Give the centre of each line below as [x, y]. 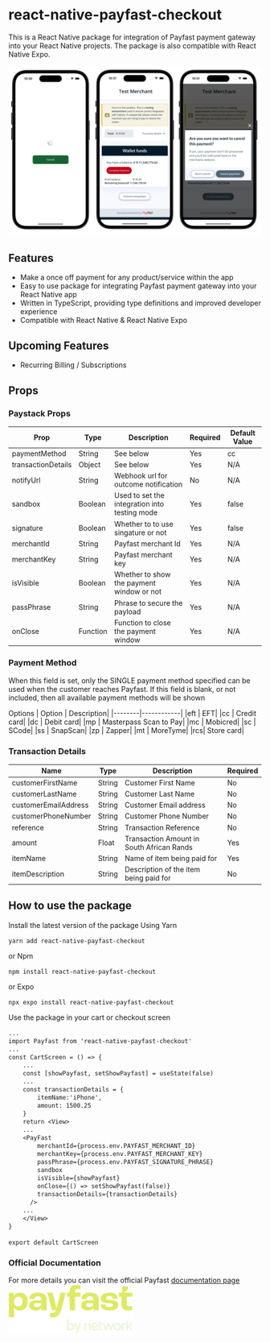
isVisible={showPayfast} [79, 1178]
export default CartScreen [53, 1242]
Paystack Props [39, 413]
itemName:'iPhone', [70, 1097]
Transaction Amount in [162, 839]
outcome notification [148, 484]
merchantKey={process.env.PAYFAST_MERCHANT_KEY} [120, 1154]
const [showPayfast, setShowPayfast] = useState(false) [119, 1073]
